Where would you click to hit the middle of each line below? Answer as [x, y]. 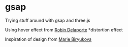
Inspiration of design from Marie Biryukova [48, 39]
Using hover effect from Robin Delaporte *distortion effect [64, 30]
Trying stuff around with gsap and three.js [48, 20]
